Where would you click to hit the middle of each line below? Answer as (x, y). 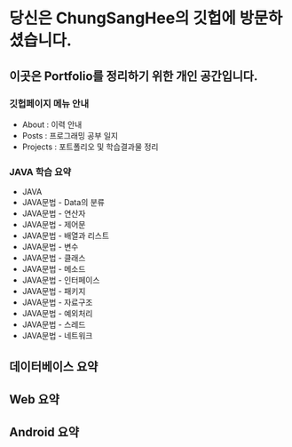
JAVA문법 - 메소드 (54, 269)
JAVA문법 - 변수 (50, 247)
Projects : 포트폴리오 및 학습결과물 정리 (90, 147)
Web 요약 (35, 399)
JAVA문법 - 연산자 (54, 213)
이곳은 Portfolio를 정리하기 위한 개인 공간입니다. (134, 76)
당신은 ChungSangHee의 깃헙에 (123, 18)
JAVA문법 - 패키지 (54, 291)
